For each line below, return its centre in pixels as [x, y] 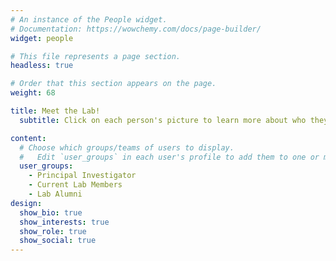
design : [26, 203]
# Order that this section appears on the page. [113, 84]
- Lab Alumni [55, 194]
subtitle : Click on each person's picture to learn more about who [163, 120]
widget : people [42, 38]
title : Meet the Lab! [55, 111]
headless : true [42, 66]
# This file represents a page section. [96, 56]
